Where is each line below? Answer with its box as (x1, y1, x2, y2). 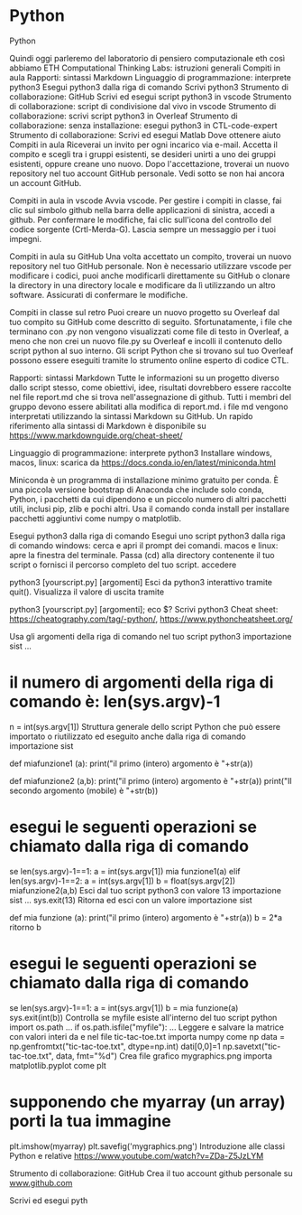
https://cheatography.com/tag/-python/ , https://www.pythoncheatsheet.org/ (9, 613, 293, 624)
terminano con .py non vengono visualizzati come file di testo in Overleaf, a (9, 326, 289, 337)
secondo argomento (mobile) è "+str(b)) (9, 785, 159, 796)
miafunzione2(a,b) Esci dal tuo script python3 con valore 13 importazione (9, 884, 282, 895)
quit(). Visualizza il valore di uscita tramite (9, 586, 165, 597)
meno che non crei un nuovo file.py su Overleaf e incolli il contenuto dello (9, 335, 282, 346)
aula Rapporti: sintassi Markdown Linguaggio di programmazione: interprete (9, 71, 291, 82)
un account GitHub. (9, 177, 82, 188)
